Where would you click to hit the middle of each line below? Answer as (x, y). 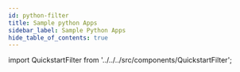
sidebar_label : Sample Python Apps (67, 30)
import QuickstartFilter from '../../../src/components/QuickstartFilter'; (120, 60)
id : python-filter (39, 15)
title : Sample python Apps (53, 23)
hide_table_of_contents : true (58, 38)
